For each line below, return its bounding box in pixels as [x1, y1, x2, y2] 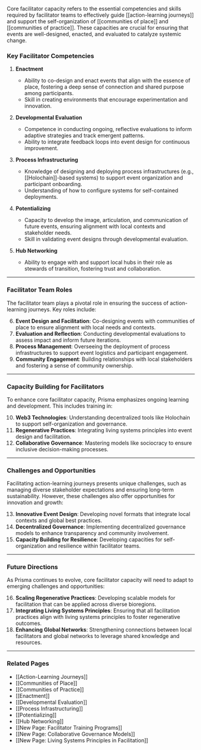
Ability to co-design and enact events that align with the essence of [24, 77, 191, 84]
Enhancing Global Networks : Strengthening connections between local [15, 626, 192, 633]
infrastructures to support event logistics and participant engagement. [15, 349, 188, 356]
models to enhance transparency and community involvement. [15, 530, 169, 537]
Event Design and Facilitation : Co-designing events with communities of [15, 317, 195, 324]
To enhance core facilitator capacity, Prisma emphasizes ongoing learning [7, 396, 189, 403]
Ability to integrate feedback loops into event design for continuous [24, 138, 190, 145]
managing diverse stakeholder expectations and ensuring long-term [7, 486, 174, 493]
